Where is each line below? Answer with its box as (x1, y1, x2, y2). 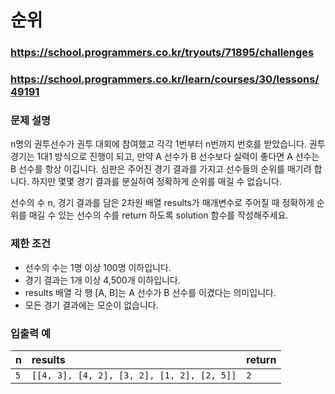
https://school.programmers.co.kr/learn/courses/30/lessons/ (10, 72, 320, 86)
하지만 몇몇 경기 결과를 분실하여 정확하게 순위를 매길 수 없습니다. (31, 176, 282, 188)
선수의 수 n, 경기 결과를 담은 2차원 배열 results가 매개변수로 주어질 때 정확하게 (10, 197, 315, 209)
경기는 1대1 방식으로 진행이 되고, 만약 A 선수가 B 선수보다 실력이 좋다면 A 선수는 (10, 151, 320, 163)
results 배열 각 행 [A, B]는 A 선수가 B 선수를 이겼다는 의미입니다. (24, 286, 277, 298)
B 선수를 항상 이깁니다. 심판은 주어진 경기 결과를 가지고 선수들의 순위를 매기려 (10, 163, 312, 175)
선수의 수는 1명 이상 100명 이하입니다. (24, 261, 172, 273)
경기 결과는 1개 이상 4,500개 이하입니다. (24, 274, 181, 286)
